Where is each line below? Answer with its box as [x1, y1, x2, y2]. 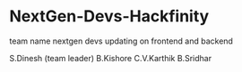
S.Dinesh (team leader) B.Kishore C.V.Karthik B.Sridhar [9, 52, 212, 63]
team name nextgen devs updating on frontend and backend [9, 36, 233, 46]
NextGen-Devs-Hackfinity [9, 6, 210, 27]
